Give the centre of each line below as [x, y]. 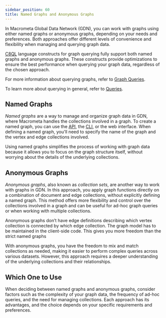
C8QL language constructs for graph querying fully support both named [79, 54]
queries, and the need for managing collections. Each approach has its [77, 299]
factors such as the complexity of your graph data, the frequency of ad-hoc [83, 294]
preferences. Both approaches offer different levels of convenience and [78, 39]
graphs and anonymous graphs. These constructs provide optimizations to [81, 59]
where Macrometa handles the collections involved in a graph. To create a [81, 121]
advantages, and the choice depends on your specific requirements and [79, 305]
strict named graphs [26, 236]
